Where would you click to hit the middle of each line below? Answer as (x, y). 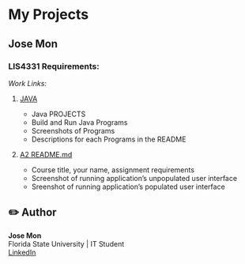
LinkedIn (22, 252)
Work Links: (28, 83)
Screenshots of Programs (73, 130)
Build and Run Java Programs (79, 122)
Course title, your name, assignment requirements (113, 170)
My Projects (49, 15)
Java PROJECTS (58, 114)
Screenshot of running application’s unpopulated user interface (134, 178)
